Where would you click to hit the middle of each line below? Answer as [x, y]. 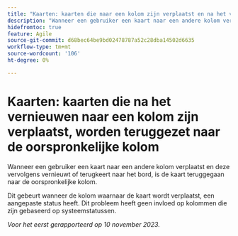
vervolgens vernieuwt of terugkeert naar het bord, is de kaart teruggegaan [116, 174]
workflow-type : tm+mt [39, 47]
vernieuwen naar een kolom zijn [103, 116]
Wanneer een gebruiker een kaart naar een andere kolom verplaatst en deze [119, 166]
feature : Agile [30, 34]
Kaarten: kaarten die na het [89, 101]
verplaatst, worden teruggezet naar [114, 132]
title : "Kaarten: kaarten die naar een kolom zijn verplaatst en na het [117, 14]
